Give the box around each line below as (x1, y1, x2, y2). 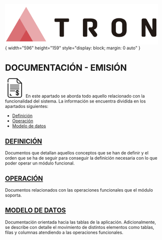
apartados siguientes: (5, 104, 49, 109)
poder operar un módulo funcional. (5, 160, 75, 166)
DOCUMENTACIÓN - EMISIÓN (5, 62, 127, 73)
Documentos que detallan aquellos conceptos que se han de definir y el (5, 150, 149, 156)
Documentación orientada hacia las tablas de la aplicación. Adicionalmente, (5, 219, 156, 225)
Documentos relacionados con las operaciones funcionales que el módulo (5, 187, 153, 193)
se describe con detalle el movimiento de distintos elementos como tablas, (5, 224, 154, 230)
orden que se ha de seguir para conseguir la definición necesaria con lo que (5, 155, 158, 161)
